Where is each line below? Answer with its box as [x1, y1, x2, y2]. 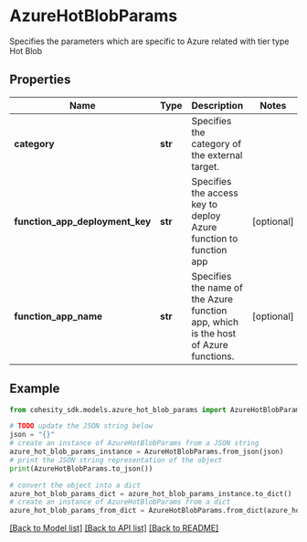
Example [9, 381, 60, 397]
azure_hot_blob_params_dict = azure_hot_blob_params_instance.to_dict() [9, 489, 292, 498]
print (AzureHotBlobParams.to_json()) [9, 463, 153, 473]
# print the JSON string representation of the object [9, 455, 223, 464]
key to [191, 197, 217, 210]
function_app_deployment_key [14, 215, 152, 228]
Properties [9, 72, 71, 88]
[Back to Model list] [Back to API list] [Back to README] [9, 523, 219, 534]
